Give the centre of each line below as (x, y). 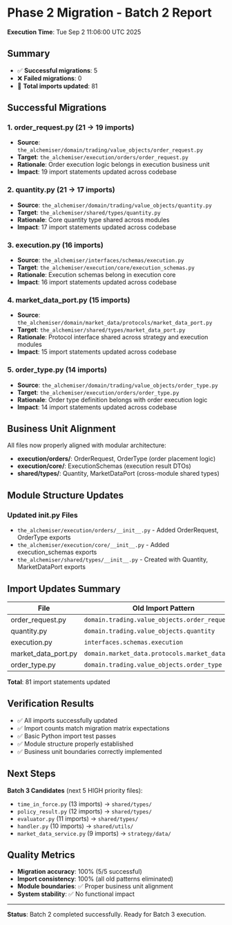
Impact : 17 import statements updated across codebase (97, 227)
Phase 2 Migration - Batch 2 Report (109, 13)
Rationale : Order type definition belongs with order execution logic (112, 399)
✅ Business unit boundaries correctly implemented (89, 751)
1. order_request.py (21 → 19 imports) (71, 127)
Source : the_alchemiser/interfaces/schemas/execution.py (100, 260)
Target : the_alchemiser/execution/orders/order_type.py (98, 392)
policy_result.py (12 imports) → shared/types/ (84, 811)
